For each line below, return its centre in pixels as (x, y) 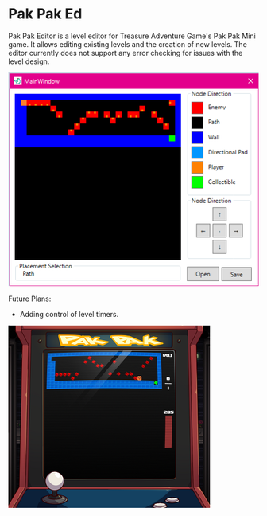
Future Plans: (30, 299)
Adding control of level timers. (69, 315)
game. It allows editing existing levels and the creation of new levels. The (128, 44)
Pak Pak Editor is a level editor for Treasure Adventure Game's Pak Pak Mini (132, 36)
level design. (29, 61)
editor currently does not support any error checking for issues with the (126, 53)
